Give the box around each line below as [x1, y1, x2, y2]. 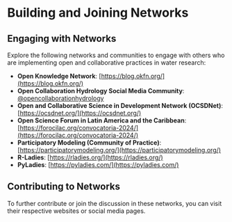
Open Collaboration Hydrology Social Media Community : [17, 87, 185, 95]
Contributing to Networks [7, 181, 120, 193]
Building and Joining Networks [7, 5, 189, 21]
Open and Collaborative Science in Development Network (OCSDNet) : [17, 102, 224, 109]
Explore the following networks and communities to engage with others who [7, 51, 225, 59]
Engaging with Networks [7, 33, 117, 45]
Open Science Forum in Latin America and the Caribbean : [17, 116, 187, 125]
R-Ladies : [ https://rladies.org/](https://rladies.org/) [17, 153, 163, 161]
